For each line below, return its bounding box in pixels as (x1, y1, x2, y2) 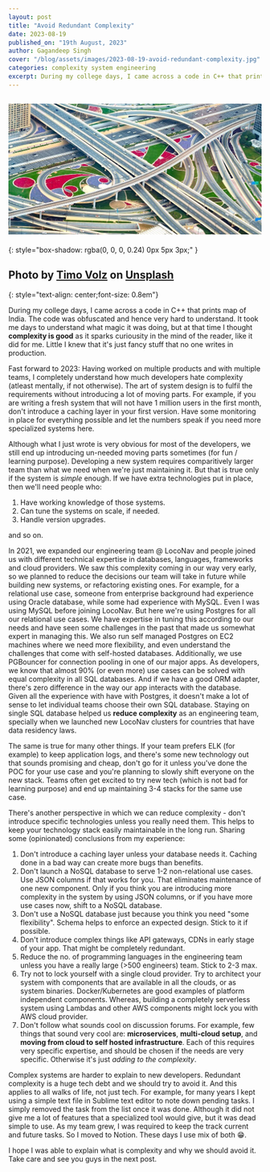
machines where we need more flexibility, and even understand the (8, 640, 231, 650)
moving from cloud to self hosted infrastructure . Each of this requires (19, 1037, 255, 1046)
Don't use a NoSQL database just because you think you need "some (19, 909, 249, 918)
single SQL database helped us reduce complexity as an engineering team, (8, 708, 260, 718)
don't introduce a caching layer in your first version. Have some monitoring (8, 406, 256, 416)
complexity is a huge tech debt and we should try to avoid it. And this (8, 1079, 237, 1088)
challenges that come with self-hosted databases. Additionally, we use (8, 648, 243, 658)
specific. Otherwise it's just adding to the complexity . (19, 1054, 197, 1064)
